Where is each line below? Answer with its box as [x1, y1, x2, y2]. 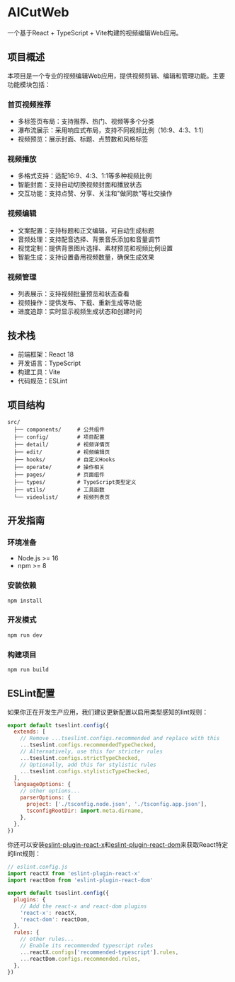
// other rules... [20, 935, 74, 943]
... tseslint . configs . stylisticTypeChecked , [20, 768, 151, 775]
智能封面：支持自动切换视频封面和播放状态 [17, 180, 142, 189]
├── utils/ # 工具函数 [13, 486, 105, 493]
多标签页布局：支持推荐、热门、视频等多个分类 [17, 117, 154, 126]
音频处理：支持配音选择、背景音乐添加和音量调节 [17, 235, 161, 243]
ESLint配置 [7, 688, 55, 700]
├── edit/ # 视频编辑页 [13, 449, 110, 456]
